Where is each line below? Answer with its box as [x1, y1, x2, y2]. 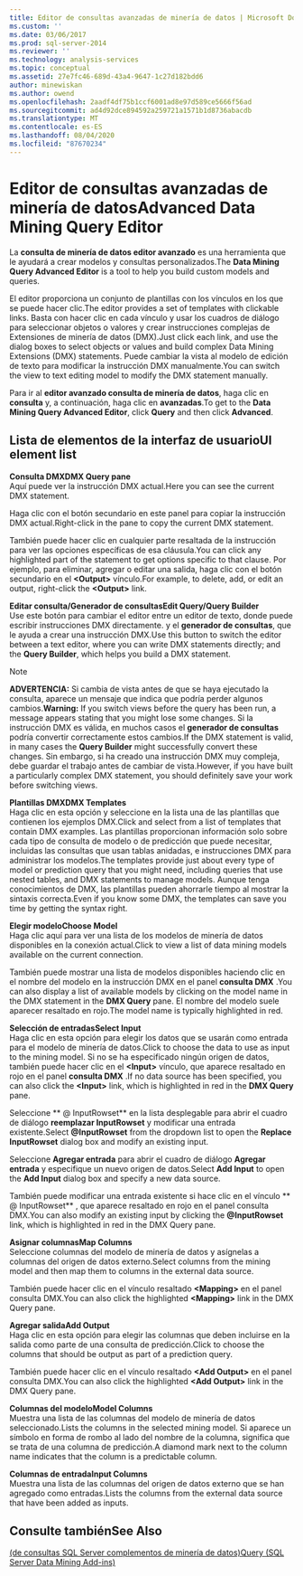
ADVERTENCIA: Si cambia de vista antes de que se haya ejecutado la [9, 684, 269, 694]
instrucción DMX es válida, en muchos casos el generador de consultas [9, 722, 280, 732]
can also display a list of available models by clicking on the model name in [9, 986, 289, 996]
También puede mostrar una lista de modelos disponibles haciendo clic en [9, 967, 286, 977]
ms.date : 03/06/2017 [9, 30, 87, 39]
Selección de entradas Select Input [9, 1023, 142, 1033]
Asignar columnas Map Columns [9, 1236, 133, 1248]
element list [9, 447, 77, 462]
